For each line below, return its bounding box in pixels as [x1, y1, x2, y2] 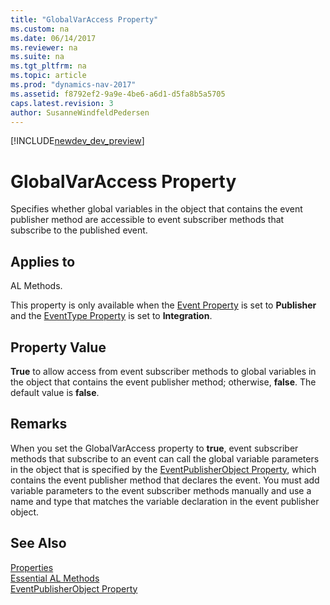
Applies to [10, 253, 76, 270]
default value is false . [10, 386, 100, 398]
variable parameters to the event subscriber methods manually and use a [10, 484, 312, 496]
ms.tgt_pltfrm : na [10, 61, 87, 71]
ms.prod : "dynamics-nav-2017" [10, 80, 137, 90]
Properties [10, 561, 54, 573]
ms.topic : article [10, 71, 87, 81]
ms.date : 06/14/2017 [10, 33, 97, 43]
